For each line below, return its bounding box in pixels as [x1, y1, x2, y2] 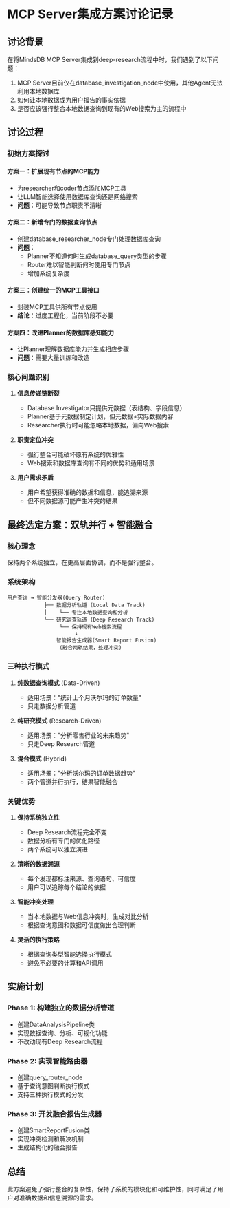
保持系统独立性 [16, 814, 60, 821]
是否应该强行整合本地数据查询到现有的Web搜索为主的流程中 [16, 105, 187, 112]
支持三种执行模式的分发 [16, 1090, 84, 1099]
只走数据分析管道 [27, 701, 76, 710]
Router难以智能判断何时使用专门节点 [27, 260, 130, 268]
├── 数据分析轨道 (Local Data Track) [43, 602, 146, 609]
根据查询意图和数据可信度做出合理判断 [27, 921, 136, 929]
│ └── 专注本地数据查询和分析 [43, 609, 128, 616]
